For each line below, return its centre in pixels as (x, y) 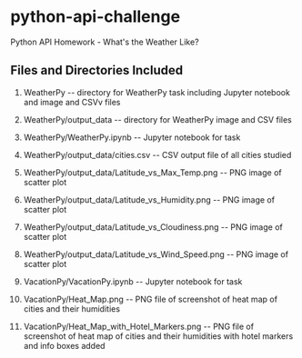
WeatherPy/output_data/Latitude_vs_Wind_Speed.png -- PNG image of (156, 254)
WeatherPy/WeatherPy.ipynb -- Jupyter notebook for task (132, 137)
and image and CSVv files (72, 102)
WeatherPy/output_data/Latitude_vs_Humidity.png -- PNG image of (149, 199)
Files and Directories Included (97, 70)
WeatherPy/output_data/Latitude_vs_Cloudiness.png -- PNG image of (153, 227)
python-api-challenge (96, 17)
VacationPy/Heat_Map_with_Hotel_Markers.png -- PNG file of (138, 326)
